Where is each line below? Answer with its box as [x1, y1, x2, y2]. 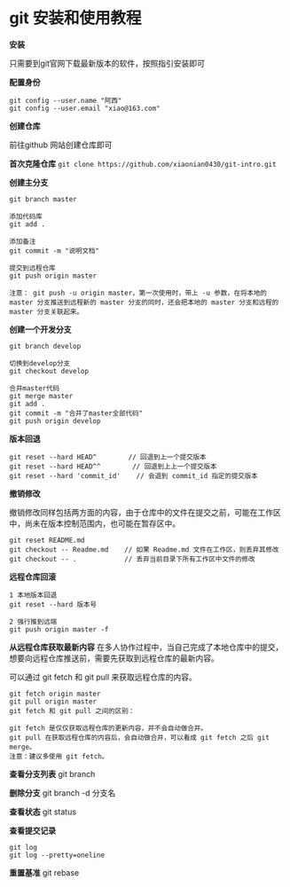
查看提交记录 [9, 825, 56, 836]
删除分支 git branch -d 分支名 [9, 787, 116, 798]
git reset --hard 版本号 [9, 600, 98, 608]
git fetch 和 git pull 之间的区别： [9, 706, 136, 715]
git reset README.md [9, 536, 86, 545]
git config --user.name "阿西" [9, 96, 122, 105]
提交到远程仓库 [9, 263, 56, 272]
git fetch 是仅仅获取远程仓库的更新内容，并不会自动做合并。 [9, 724, 208, 733]
